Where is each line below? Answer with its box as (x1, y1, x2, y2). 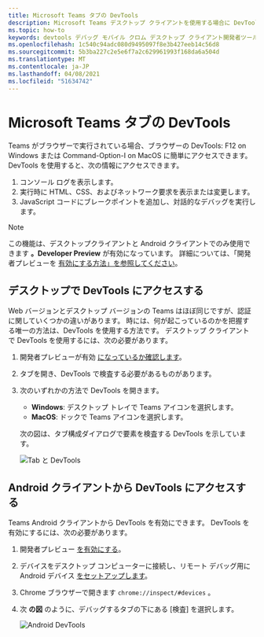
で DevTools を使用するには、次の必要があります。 (8, 336, 173, 345)
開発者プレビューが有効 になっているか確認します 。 (19, 352, 186, 362)
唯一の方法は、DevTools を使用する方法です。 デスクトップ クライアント (14, 326, 250, 335)
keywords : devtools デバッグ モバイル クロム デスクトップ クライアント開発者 (8, 33, 241, 42)
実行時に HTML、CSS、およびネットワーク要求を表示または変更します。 (19, 187, 255, 197)
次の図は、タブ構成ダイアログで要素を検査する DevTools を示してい (19, 429, 240, 439)
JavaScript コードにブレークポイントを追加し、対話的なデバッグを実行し (19, 197, 256, 207)
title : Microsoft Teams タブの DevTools (8, 11, 139, 20)
